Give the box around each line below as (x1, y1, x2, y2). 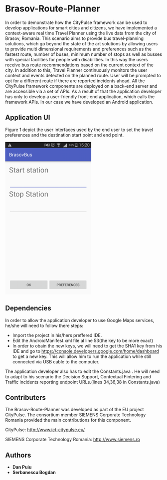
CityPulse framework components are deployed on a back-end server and (5, 83, 158, 89)
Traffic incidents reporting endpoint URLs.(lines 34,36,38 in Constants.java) (5, 379, 161, 385)
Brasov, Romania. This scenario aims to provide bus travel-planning (5, 35, 144, 41)
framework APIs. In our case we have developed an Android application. (5, 99, 154, 105)
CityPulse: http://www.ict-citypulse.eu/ (5, 427, 85, 433)
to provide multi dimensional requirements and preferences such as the (5, 46, 152, 52)
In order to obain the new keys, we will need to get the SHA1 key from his (12, 342, 163, 349)
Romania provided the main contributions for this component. (5, 417, 131, 423)
